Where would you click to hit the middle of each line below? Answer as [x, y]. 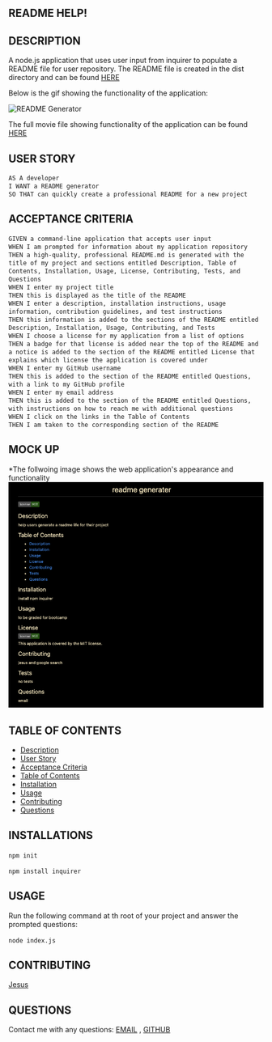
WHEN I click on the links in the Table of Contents [99, 417]
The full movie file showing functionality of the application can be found [128, 125]
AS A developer [34, 178]
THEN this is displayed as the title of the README [97, 295]
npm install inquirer [45, 871]
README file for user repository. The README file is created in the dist [126, 69]
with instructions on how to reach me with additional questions [121, 409]
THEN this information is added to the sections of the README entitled [134, 320]
